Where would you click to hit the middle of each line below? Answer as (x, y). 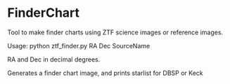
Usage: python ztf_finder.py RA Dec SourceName (79, 45)
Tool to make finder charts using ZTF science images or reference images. (115, 32)
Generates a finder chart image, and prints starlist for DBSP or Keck (105, 73)
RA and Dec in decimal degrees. (54, 59)
